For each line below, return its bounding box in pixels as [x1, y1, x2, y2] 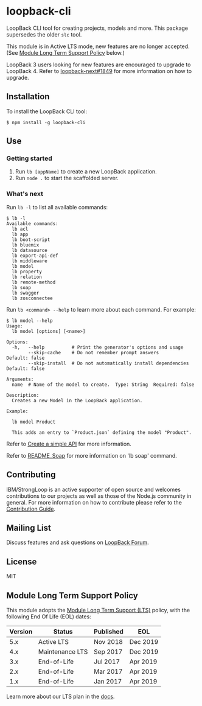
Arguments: [6, 376, 34, 382]
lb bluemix [12, 242, 40, 248]
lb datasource [12, 247, 47, 253]
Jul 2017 [94, 657, 120, 666]
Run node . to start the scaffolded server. [15, 175, 119, 182]
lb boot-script [12, 236, 50, 243]
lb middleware [12, 257, 47, 264]
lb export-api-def [12, 253, 59, 259]
